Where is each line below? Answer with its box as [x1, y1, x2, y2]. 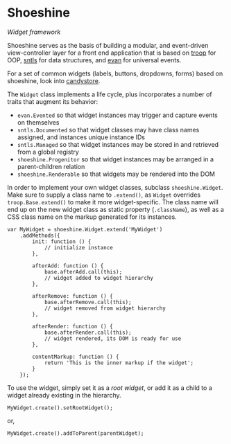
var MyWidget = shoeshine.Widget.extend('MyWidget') [7, 226, 163, 233]
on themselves [17, 118, 60, 126]
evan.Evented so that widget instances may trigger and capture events [17, 111, 219, 119]
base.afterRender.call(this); [44, 329, 132, 336]
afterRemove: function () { [32, 292, 113, 299]
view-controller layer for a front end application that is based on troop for [7, 48, 216, 57]
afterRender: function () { [32, 323, 113, 330]
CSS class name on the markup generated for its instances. [7, 213, 177, 221]
